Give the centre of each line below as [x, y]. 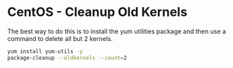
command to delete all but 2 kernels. [60, 38]
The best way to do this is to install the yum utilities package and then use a [117, 31]
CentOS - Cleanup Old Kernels [98, 12]
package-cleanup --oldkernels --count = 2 [67, 58]
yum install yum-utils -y [45, 51]
